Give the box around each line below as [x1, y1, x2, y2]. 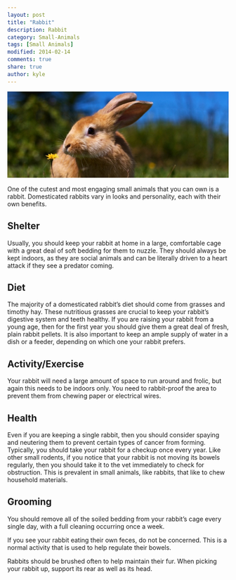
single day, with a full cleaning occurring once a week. [7, 522, 165, 531]
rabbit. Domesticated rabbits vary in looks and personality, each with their [7, 192, 221, 201]
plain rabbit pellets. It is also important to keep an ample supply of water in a [7, 330, 228, 339]
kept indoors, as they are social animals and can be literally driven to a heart [7, 253, 228, 262]
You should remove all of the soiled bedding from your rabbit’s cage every [7, 515, 222, 523]
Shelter [7, 220, 40, 232]
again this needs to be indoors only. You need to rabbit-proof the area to [7, 384, 217, 393]
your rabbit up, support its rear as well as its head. [7, 564, 152, 573]
